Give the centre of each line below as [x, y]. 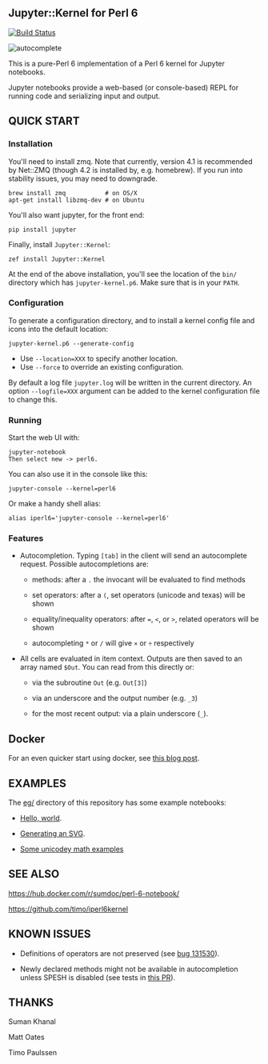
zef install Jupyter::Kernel [57, 259]
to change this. [33, 399]
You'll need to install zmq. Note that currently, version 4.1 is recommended [130, 161]
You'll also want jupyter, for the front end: [76, 214]
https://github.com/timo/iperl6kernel [68, 909]
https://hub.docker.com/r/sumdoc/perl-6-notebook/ [94, 893]
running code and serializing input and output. [84, 96]
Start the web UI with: [44, 438]
